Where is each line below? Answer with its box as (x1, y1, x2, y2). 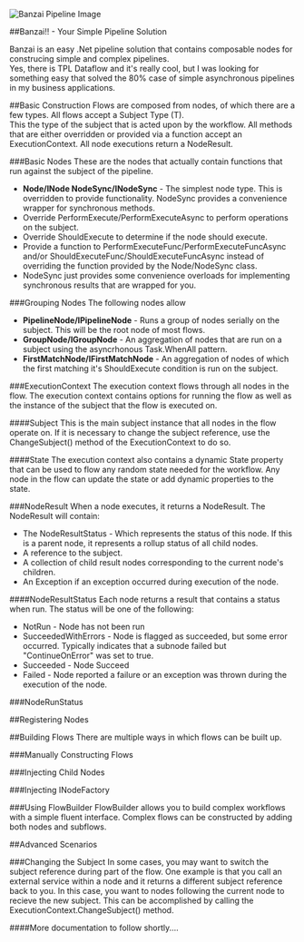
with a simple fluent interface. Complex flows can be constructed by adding (9, 812, 293, 822)
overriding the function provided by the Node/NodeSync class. (22, 260, 258, 271)
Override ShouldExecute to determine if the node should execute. (22, 231, 268, 242)
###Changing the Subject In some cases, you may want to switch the (9, 857, 270, 867)
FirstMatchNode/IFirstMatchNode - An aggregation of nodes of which (22, 354, 289, 364)
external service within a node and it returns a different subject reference (9, 876, 283, 887)
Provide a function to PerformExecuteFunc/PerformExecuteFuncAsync (22, 241, 287, 251)
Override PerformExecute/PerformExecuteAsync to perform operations (22, 212, 289, 222)
